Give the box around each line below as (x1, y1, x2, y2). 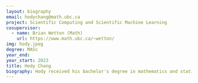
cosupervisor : (6, 25, 41, 31)
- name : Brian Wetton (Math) (11, 30, 83, 36)
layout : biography (6, 8, 51, 15)
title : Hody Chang (6, 63, 51, 69)
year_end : (6, 52, 31, 58)
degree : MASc (6, 47, 38, 53)
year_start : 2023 (6, 57, 49, 63)
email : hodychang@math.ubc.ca (6, 14, 81, 20)
